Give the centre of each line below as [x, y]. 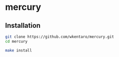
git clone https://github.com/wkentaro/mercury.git [59, 37]
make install [19, 50]
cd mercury [16, 41]
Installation [23, 26]
